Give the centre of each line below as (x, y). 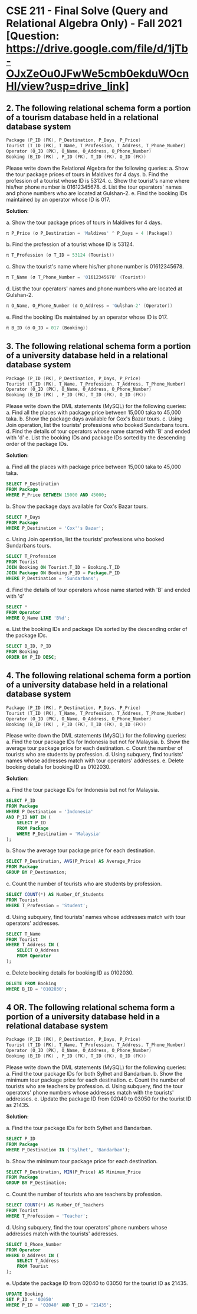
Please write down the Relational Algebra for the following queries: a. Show (97, 168)
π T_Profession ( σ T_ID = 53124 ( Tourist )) (60, 255)
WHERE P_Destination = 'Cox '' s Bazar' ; (55, 528)
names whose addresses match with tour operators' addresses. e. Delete (95, 760)
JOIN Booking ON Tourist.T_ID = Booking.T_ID (63, 568)
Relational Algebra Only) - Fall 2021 (94, 23)
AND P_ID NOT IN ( (29, 817)
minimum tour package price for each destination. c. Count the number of (96, 1080)
